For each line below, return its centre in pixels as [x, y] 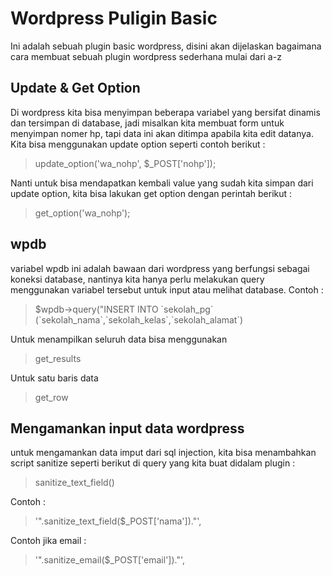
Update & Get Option [75, 88]
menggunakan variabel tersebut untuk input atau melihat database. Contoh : [167, 289]
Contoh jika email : [48, 541]
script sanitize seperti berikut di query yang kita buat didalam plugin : [153, 463]
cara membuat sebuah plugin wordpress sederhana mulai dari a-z [146, 56]
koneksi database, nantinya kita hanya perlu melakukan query [137, 279]
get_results [58, 358]
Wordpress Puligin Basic [114, 18]
